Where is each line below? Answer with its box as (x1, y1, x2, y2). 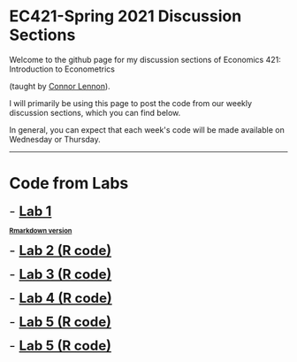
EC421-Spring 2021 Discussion (9, 6, 242, 27)
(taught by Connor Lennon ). (9, 81, 110, 91)
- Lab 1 (9, 202, 52, 220)
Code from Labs (9, 173, 129, 194)
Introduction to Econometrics (9, 64, 115, 74)
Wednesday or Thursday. (9, 134, 102, 144)
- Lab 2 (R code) (9, 242, 112, 258)
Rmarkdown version (9, 226, 72, 235)
